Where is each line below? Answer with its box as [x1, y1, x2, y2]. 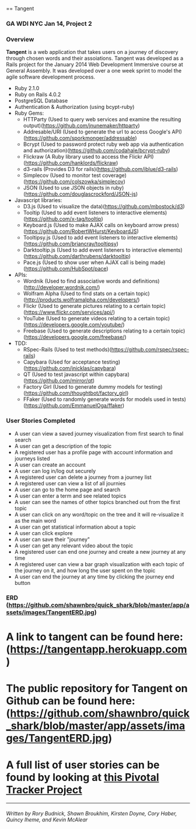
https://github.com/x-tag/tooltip [25, 215, 101, 222]
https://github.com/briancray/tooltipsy [25, 240, 117, 248]
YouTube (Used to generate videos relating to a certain [23, 315, 155, 322]
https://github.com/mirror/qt [25, 377, 93, 384]
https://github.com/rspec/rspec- [111, 346, 190, 353]
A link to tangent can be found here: [6, 630, 184, 643]
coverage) [101, 172, 127, 179]
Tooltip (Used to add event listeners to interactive [23, 209, 142, 216]
